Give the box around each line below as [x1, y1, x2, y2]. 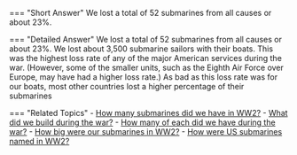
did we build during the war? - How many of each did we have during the [9, 117, 277, 128]
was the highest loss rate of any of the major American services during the [9, 53, 282, 63]
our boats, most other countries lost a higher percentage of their [9, 81, 245, 91]
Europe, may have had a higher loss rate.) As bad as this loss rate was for [9, 72, 277, 82]
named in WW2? [9, 136, 70, 146]
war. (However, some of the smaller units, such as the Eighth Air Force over [9, 62, 284, 73]
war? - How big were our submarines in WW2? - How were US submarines [9, 127, 283, 136]
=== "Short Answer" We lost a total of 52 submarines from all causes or [9, 8, 272, 18]
